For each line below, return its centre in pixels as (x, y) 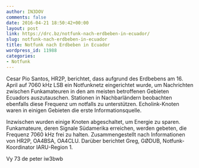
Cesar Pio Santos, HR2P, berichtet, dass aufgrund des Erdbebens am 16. (95, 79)
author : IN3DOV (25, 12)
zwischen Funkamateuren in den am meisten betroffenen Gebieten (88, 91)
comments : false (26, 17)
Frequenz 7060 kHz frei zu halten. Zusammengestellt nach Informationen (96, 134)
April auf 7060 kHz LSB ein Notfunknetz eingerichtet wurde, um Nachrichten (100, 85)
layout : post (22, 28)
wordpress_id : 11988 (32, 51)
